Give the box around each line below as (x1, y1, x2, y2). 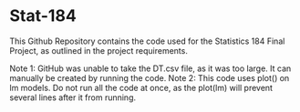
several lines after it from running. (9, 92, 137, 103)
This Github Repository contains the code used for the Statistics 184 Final (9, 36, 285, 46)
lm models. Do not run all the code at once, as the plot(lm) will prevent (9, 82, 274, 93)
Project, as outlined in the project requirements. (9, 45, 189, 56)
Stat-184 (9, 5, 78, 26)
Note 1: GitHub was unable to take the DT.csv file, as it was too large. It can (9, 63, 292, 74)
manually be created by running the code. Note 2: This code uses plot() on (9, 72, 290, 83)
